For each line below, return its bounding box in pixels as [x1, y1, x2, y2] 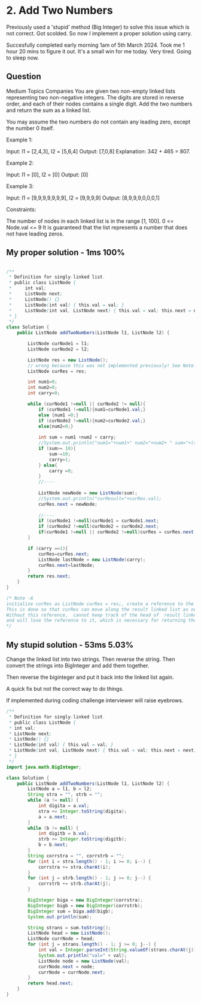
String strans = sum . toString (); [28, 925, 111, 931]
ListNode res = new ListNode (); [28, 357, 109, 363]
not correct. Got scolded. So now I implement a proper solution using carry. [6, 29, 193, 37]
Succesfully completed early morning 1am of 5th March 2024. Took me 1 [6, 41, 185, 49]
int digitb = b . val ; [38, 830, 90, 836]
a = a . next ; [38, 814, 68, 820]
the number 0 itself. [6, 124, 54, 132]
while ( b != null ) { [28, 825, 79, 831]
